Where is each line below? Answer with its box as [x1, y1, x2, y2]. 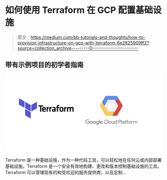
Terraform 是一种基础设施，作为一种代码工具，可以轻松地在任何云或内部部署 [5, 157, 162, 163]
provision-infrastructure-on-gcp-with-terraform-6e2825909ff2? [17, 40, 149, 46]
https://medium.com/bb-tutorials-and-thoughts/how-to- [30, 34, 146, 40]
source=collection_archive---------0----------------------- [17, 45, 138, 51]
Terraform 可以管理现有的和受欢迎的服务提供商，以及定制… [5, 170, 127, 176]
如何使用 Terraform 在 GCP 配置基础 [5, 4, 153, 16]
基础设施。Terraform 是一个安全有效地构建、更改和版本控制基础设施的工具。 [5, 163, 162, 169]
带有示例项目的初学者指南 [5, 60, 83, 69]
